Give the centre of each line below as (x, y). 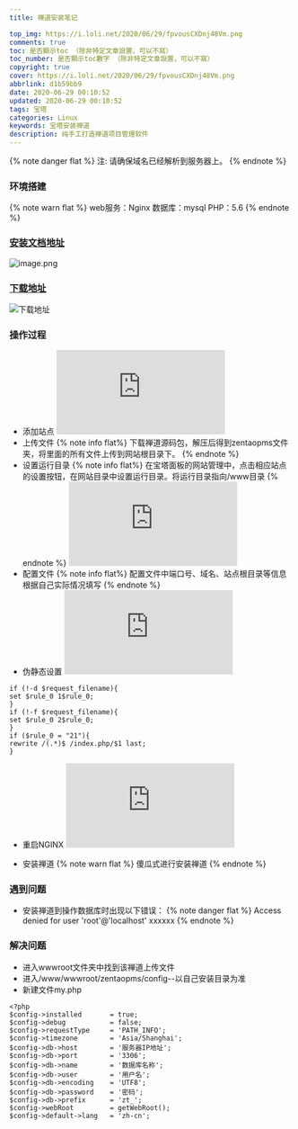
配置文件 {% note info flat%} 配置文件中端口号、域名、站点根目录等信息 (154, 574)
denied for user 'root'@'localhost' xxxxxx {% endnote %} (128, 921)
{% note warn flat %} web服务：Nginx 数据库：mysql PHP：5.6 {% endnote (149, 208)
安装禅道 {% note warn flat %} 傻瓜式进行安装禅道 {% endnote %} (144, 864)
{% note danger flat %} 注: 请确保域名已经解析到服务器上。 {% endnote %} (148, 161)
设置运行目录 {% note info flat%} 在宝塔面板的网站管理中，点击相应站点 (154, 465)
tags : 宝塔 (28, 109)
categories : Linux (44, 118)
